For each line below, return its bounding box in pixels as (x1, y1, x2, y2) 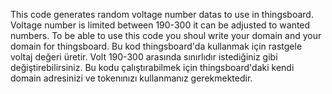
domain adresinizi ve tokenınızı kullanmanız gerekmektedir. (10, 72, 253, 84)
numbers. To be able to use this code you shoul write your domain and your (10, 30, 322, 41)
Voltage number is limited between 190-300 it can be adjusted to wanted (10, 19, 311, 31)
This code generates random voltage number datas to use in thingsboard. (10, 9, 314, 20)
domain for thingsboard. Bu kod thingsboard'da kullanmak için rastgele (10, 40, 303, 52)
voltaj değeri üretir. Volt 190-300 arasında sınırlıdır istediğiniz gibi (10, 51, 278, 63)
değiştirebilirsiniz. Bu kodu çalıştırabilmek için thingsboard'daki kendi (10, 62, 295, 73)
